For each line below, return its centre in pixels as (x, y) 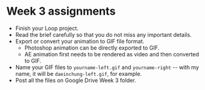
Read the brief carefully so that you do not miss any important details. (103, 34)
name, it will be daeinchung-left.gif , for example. (79, 73)
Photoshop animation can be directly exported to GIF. (92, 48)
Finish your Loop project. (47, 28)
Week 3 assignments (61, 11)
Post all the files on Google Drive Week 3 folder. (75, 80)
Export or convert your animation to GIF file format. (79, 41)
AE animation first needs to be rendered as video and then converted (112, 54)
